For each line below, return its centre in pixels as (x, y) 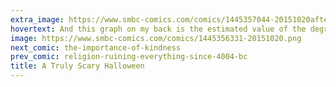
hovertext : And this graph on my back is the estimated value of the (158, 29)
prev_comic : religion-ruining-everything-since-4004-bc (129, 57)
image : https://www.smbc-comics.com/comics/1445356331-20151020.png (156, 38)
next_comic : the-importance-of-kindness (96, 47)
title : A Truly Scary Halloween (77, 66)
